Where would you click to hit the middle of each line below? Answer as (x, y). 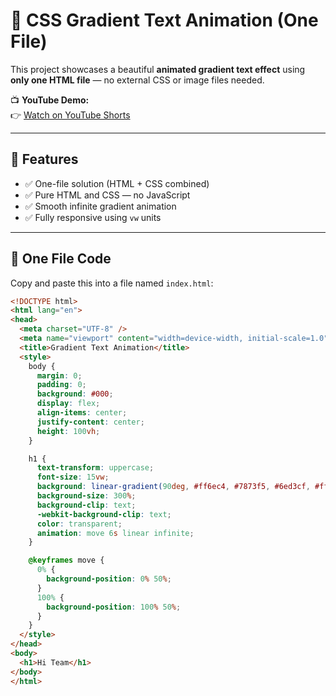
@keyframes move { (66, 560)
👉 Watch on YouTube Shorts (70, 115)
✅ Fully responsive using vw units (93, 217)
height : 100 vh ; (68, 431)
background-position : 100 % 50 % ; (114, 607)
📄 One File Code (61, 259)
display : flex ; (68, 404)
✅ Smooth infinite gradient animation (100, 206)
